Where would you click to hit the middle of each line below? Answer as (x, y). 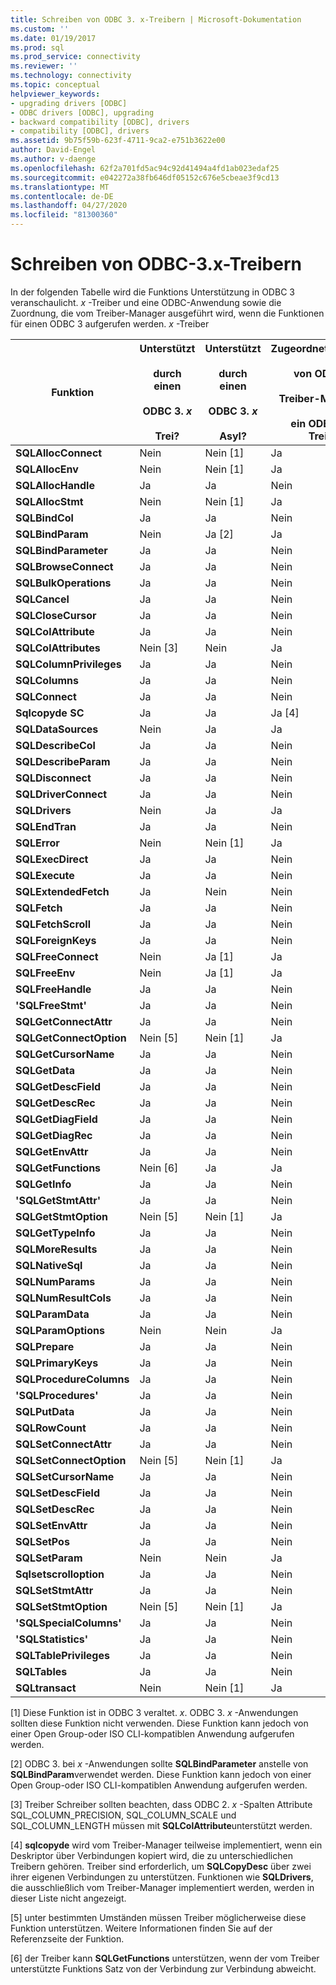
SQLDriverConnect (61, 794)
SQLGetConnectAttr (64, 1021)
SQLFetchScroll (53, 924)
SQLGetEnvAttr (52, 1151)
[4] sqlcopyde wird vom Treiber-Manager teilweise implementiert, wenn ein (166, 1845)
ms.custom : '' (40, 29)
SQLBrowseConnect (64, 566)
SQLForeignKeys (56, 940)
